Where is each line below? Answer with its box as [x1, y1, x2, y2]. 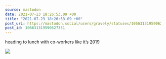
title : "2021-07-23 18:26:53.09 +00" [5, 16, 83, 21]
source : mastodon [5, 7, 41, 12]
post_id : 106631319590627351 [5, 26, 65, 30]
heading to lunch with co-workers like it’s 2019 [5, 39, 100, 45]
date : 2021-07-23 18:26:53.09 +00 [5, 12, 77, 17]
